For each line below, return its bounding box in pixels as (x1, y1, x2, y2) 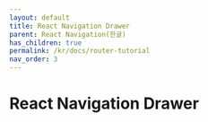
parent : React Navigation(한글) (9, 30, 127, 39)
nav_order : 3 (9, 55, 58, 64)
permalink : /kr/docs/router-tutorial (9, 47, 151, 56)
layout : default (9, 13, 70, 22)
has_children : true (9, 38, 82, 48)
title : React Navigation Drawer (9, 22, 130, 30)
